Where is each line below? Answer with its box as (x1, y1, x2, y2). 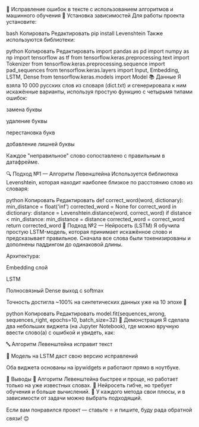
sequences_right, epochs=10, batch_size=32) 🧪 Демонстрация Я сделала (6, 316, 189, 324)
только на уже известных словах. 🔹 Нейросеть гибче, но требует (6, 382, 172, 389)
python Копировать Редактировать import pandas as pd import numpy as (6, 48, 189, 55)
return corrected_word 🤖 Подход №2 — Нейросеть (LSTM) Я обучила (6, 222, 180, 229)
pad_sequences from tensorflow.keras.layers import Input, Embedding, (6, 67, 180, 74)
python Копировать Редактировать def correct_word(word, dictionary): (6, 197, 184, 203)
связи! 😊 (6, 415, 30, 422)
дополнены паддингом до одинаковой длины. (6, 241, 123, 248)
